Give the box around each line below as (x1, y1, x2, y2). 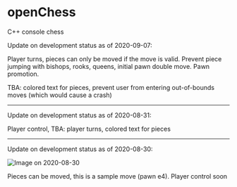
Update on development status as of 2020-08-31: (7, 110, 152, 120)
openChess (7, 4, 76, 20)
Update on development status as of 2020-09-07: (7, 41, 153, 49)
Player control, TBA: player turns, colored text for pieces (7, 124, 171, 133)
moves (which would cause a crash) (7, 91, 113, 99)
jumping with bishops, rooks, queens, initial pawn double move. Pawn (7, 62, 210, 70)
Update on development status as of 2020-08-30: (7, 145, 153, 153)
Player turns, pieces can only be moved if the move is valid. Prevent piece (7, 54, 222, 63)
